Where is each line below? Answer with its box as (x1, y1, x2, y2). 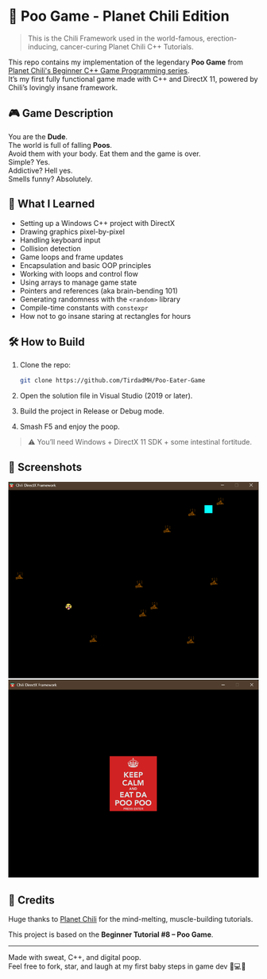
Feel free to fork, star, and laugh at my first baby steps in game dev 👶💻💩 (8, 962, 246, 971)
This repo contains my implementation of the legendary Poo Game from (8, 57, 244, 67)
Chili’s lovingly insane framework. (8, 83, 118, 92)
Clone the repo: (19, 360, 72, 370)
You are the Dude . (8, 131, 68, 142)
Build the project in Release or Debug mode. (19, 406, 164, 416)
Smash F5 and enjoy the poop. (19, 422, 121, 432)
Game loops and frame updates (19, 252, 124, 262)
